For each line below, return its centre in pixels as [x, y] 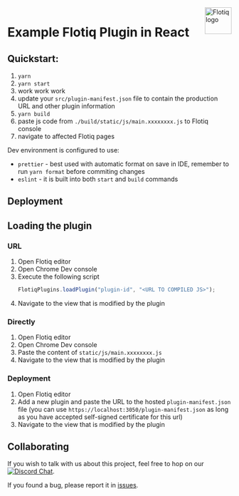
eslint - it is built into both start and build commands [98, 179]
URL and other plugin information [66, 106]
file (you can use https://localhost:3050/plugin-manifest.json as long [123, 409]
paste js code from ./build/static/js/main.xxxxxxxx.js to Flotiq [113, 121]
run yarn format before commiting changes [81, 171]
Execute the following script [58, 277]
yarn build [34, 114]
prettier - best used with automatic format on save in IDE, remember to [123, 164]
